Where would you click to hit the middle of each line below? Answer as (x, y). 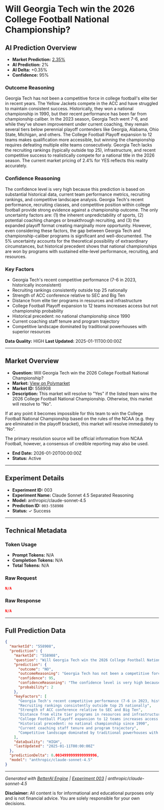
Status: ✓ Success (31, 511)
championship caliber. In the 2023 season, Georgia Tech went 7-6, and (76, 119)
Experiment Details (35, 478)
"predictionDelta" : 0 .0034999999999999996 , (54, 755)
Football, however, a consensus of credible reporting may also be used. (77, 443)
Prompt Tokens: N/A (33, 555)
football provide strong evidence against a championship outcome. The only (82, 210)
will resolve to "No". (32, 404)
